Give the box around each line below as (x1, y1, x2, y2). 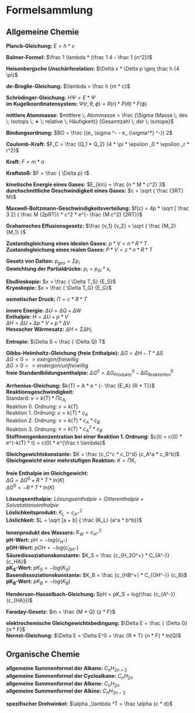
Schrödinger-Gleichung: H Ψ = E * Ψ (6, 94, 96, 101)
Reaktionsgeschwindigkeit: (6, 388, 74, 395)
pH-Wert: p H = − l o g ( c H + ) (6, 537, 68, 545)
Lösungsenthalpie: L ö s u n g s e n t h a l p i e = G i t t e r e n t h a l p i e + (6, 495, 144, 503)
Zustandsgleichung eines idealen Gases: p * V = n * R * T (6, 240, 148, 247)
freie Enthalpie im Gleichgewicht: (6, 470, 89, 477)
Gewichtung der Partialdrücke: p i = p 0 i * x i (6, 265, 111, 273)
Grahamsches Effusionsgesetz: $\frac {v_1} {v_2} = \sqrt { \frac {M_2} (6, 222, 176, 229)
